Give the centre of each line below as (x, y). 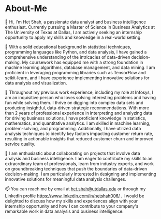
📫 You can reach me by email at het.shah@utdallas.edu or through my (75, 189)
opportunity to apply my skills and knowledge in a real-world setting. (73, 37)
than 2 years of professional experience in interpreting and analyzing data (79, 113)
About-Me (26, 8)
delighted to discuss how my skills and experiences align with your (72, 201)
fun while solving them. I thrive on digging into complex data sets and (74, 102)
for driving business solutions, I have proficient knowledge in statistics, (76, 118)
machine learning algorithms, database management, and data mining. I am (80, 67)
